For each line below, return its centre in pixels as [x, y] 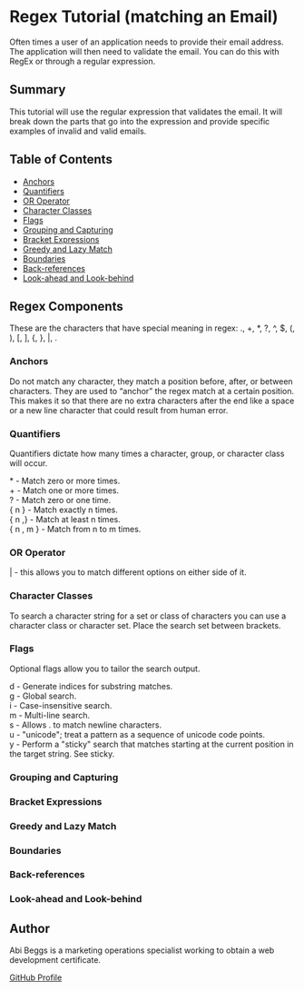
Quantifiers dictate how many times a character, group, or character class [147, 453]
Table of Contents [61, 159]
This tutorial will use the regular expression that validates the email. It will [146, 112]
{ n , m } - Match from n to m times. [75, 529]
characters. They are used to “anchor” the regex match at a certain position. [152, 391]
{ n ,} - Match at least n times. [65, 519]
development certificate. [55, 960]
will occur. [29, 463]
